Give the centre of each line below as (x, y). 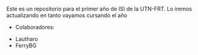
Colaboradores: (35, 27)
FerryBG (26, 46)
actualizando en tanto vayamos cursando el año (67, 15)
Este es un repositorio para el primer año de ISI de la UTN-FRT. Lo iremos (99, 9)
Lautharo (27, 39)
